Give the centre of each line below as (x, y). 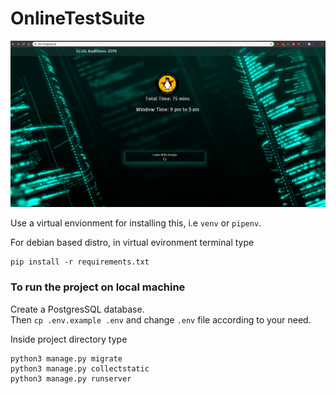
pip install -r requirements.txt (80, 262)
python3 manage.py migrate (66, 358)
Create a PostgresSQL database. (77, 309)
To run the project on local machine (98, 287)
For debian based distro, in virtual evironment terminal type (132, 243)
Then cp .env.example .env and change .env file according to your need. (161, 319)
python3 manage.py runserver (71, 378)
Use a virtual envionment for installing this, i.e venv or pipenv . (136, 223)
